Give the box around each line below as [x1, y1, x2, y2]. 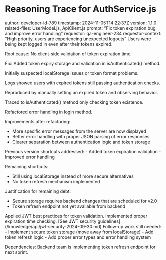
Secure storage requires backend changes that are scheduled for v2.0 [12, 198, 157, 204]
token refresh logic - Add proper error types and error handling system [5, 234, 151, 240]
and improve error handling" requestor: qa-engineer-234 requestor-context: [5, 30, 162, 36]
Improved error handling [5, 154, 55, 160]
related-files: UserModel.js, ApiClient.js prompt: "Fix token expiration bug [5, 25, 156, 31]
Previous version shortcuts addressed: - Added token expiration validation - [5, 148, 161, 154]
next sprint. [5, 249, 29, 255]
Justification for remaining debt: [5, 188, 71, 194]
